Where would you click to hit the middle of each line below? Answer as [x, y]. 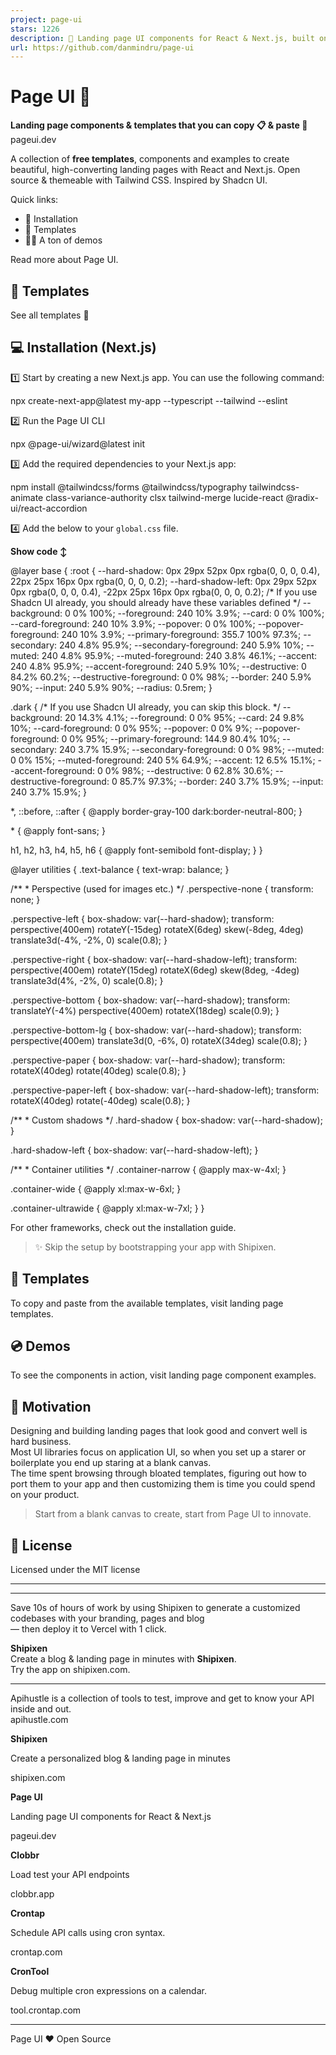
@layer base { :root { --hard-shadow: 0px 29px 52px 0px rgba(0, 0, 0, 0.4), [165, 570]
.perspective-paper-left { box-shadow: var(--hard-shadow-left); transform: [165, 1090]
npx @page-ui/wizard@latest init [78, 443]
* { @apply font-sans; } [58, 830]
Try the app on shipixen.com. [70, 1670]
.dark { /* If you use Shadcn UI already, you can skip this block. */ [145, 707]
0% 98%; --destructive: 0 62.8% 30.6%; [188, 770]
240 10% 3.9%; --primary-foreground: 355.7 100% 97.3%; [181, 634]
